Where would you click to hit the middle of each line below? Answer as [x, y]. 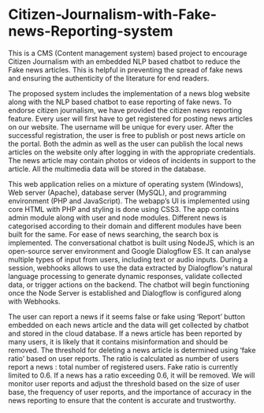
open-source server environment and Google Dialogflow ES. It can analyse [130, 251]
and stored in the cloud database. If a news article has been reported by [125, 333]
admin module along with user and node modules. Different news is [117, 218]
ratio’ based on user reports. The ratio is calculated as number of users [124, 358]
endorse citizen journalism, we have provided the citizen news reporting [125, 110]
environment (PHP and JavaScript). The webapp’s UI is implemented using [129, 201]
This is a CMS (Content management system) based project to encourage [128, 53]
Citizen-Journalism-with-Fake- [113, 15]
